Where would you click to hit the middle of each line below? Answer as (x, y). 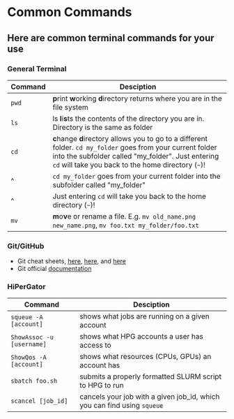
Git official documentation (54, 269)
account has (100, 365)
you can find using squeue (122, 406)
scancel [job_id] (39, 401)
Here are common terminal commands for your (111, 38)
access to (95, 345)
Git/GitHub (26, 246)
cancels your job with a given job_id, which (150, 397)
